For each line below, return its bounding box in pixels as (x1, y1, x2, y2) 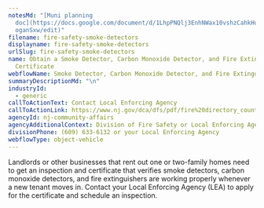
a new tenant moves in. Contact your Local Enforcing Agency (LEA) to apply (8, 182, 254, 192)
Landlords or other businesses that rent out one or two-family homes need (8, 157, 250, 166)
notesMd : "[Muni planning (8, 11, 93, 20)
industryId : (8, 84, 47, 93)
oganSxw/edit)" (15, 26, 65, 34)
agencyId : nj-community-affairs (8, 114, 114, 122)
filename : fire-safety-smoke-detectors (8, 33, 139, 42)
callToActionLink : (8, 107, 68, 115)
